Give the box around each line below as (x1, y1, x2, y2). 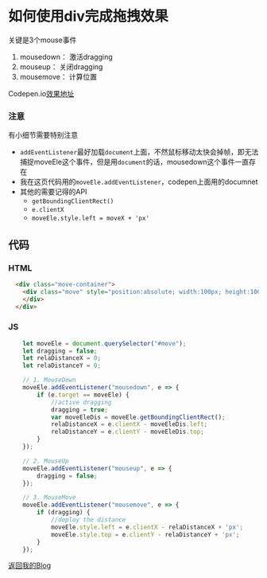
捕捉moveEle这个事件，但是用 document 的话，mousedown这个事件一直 (19, 157, 250, 167)
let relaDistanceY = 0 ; (22, 361, 102, 370)
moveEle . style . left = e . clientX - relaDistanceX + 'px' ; (50, 523, 244, 531)
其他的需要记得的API (19, 187, 87, 197)
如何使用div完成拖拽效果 (8, 7, 169, 25)
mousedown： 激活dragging (19, 52, 113, 61)
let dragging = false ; (22, 347, 98, 355)
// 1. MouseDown (22, 376, 77, 385)
